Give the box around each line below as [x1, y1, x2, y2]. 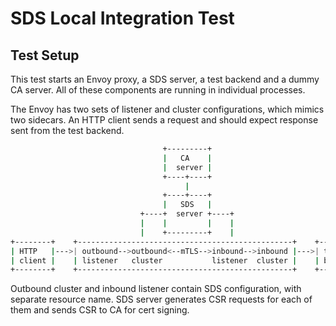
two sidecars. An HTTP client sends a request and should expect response [10, 114, 319, 126]
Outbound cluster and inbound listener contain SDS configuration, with [10, 283, 302, 295]
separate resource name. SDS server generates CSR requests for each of [10, 293, 313, 306]
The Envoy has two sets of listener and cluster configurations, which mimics [10, 103, 325, 115]
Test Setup [10, 47, 80, 64]
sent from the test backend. [10, 125, 125, 136]
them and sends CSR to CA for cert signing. [10, 304, 190, 316]
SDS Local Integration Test [10, 7, 235, 30]
